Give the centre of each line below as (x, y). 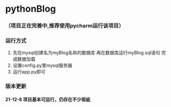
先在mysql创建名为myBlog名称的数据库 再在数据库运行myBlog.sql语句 (86, 53)
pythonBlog (31, 9)
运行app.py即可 (29, 72)
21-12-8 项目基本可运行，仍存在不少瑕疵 (48, 99)
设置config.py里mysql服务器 (42, 65)
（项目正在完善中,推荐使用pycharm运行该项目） (65, 26)
